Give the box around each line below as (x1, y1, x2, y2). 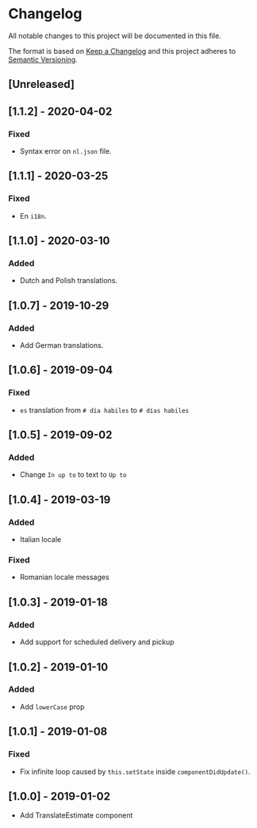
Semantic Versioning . (8, 55, 78, 64)
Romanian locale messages (19, 572, 109, 582)
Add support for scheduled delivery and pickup (19, 637, 175, 647)
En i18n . (19, 211, 48, 220)
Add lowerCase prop (19, 702, 85, 712)
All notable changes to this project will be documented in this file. (8, 31, 222, 40)
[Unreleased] (8, 78, 75, 91)
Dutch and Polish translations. (19, 276, 117, 285)
